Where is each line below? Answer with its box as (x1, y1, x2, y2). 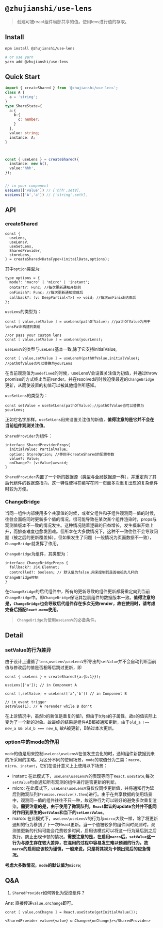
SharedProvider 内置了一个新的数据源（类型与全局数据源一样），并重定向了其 (5, 474, 157, 480)
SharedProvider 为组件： (5, 433, 53, 439)
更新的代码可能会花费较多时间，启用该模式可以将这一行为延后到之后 (20, 828, 157, 833)
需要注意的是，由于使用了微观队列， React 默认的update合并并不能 (20, 803, 153, 809)
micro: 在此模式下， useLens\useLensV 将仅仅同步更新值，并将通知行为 (12, 785, 150, 791)
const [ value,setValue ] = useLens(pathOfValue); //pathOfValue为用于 (5, 319, 151, 324)
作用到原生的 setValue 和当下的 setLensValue (16, 809, 103, 815)
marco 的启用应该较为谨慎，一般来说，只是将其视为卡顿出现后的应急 (12, 846, 147, 851)
